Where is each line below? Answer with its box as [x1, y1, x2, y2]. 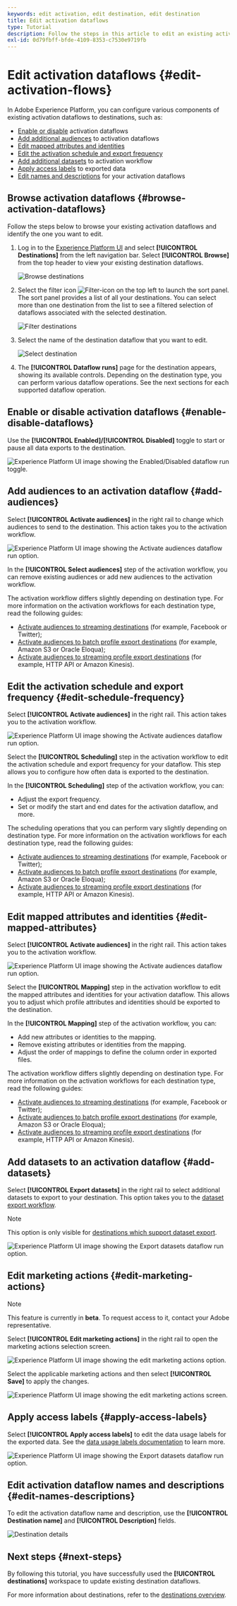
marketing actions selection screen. [7, 1342, 111, 1351]
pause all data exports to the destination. [7, 443, 126, 452]
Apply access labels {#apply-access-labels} [7, 1412, 208, 1424]
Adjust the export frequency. [17, 795, 101, 803]
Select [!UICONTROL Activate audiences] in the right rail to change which [7, 515, 224, 523]
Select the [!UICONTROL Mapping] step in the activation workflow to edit [7, 983, 221, 991]
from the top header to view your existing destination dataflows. [17, 258, 204, 267]
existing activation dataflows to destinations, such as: [7, 113, 163, 122]
